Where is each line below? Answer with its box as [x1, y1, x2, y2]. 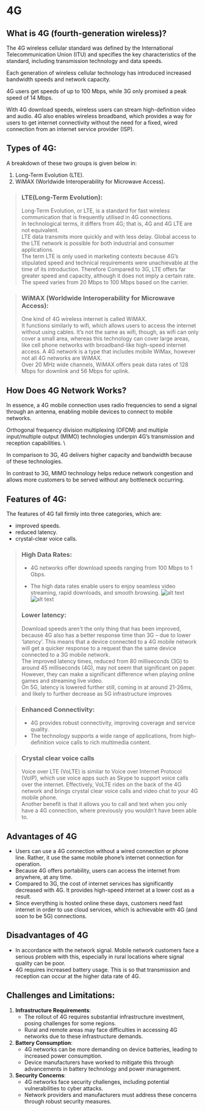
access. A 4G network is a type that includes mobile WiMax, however [21, 348, 196, 355]
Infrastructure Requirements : [15, 1006, 92, 1014]
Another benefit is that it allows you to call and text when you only [21, 800, 187, 808]
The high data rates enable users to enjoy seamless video [30, 582, 176, 590]
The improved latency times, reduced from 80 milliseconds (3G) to [21, 657, 189, 665]
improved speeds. [15, 522, 61, 530]
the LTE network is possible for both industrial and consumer [21, 239, 174, 247]
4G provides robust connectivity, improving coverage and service [30, 719, 195, 726]
